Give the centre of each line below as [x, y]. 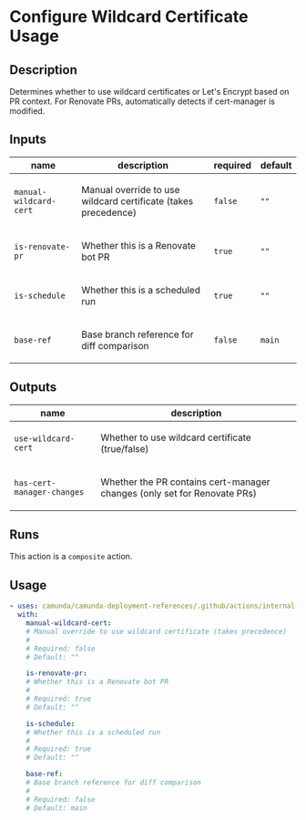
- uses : [24, 606]
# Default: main [57, 808]
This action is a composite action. [71, 557]
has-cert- [35, 483]
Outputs [33, 388]
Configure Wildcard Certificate [129, 17]
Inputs [28, 140]
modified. [27, 111]
